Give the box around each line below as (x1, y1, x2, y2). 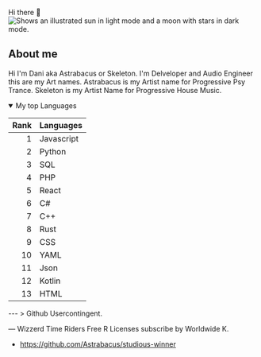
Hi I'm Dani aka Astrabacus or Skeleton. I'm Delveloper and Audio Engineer (8, 68, 254, 78)
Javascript (39, 133, 79, 144)
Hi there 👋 (8, 8, 41, 17)
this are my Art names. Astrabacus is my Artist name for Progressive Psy (8, 76, 246, 87)
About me (8, 48, 58, 61)
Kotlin (39, 275, 61, 286)
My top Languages (15, 100, 77, 111)
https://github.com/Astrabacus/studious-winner (19, 339, 176, 349)
